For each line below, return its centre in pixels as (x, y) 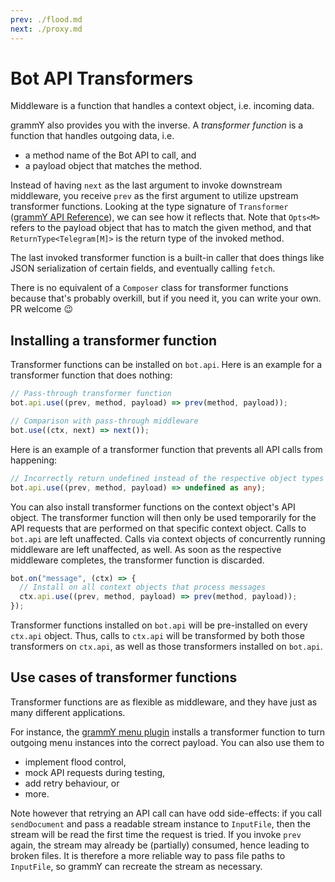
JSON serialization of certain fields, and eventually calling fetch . (143, 268)
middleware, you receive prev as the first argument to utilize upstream (154, 196)
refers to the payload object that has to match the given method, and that (161, 228)
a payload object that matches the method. (113, 166)
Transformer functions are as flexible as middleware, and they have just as (164, 702)
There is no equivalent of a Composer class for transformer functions (149, 288)
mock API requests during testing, (95, 772)
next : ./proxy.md (46, 29)
